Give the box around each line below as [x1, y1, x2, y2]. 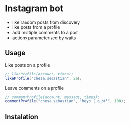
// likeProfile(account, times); [5, 72, 74, 76]
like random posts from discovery [12, 19, 80, 25]
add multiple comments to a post [12, 29, 79, 35]
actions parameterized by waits [12, 35, 76, 41]
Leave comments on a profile [5, 85, 64, 91]
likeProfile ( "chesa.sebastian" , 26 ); [5, 76, 82, 81]
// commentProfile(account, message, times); [5, 94, 100, 99]
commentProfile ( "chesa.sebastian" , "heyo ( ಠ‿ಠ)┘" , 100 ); [5, 99, 126, 104]
